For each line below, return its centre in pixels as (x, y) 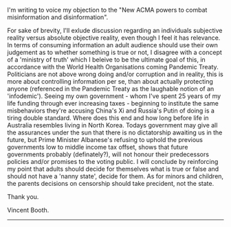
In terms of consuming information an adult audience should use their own (112, 45)
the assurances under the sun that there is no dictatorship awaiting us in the (115, 132)
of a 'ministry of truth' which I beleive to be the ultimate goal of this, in (107, 60)
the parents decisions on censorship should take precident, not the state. (111, 183)
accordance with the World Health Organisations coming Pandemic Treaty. (113, 67)
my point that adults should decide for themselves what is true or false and (113, 169)
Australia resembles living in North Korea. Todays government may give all (112, 125)
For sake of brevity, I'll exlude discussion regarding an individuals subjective (115, 31)
